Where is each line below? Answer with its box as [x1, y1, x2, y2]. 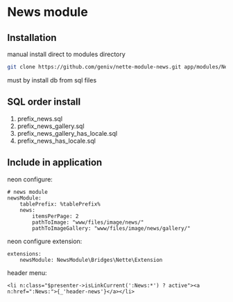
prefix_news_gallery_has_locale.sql [17, 129, 118, 137]
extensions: [7, 250, 42, 257]
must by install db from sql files [7, 75, 97, 84]
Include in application [7, 157, 103, 168]
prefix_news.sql [17, 114, 63, 123]
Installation [7, 32, 57, 44]
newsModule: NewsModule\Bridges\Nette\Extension [19, 256, 163, 263]
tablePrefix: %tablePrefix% [19, 200, 101, 208]
